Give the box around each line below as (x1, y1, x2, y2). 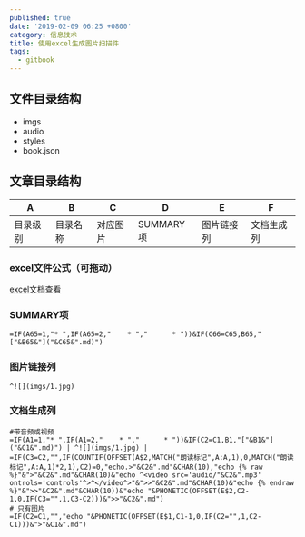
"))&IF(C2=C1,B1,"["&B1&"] (172, 435, 274, 444)
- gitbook (17, 55, 54, 65)
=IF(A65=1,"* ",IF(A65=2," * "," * (9, 330, 177, 339)
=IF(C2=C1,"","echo (9, 512, 84, 521)
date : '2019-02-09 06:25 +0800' (9, 22, 132, 31)
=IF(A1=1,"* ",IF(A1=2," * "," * (9, 435, 169, 444)
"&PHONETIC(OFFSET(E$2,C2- (147, 486, 250, 495)
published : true (9, 13, 71, 23)
